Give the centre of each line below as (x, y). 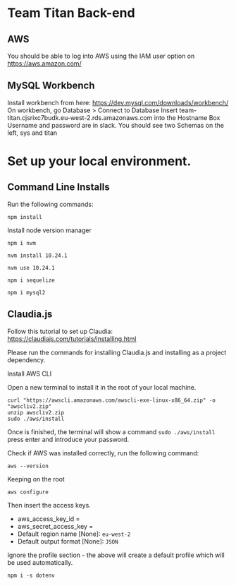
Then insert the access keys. (49, 505)
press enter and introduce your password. (68, 439)
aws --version (28, 466)
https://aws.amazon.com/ (45, 64)
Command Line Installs (59, 187)
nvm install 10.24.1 (38, 256)
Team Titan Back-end (71, 13)
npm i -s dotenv (31, 575)
